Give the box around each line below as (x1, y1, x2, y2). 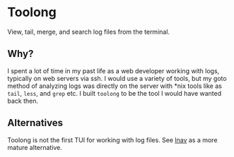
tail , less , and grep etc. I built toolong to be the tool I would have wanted (7, 89, 222, 97)
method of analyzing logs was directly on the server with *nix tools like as (7, 82, 223, 90)
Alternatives (7, 117, 64, 129)
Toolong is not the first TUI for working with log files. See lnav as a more (7, 135, 218, 144)
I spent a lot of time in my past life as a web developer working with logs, (7, 66, 220, 75)
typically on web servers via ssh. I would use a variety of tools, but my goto (7, 74, 228, 82)
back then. (7, 96, 39, 105)
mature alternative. (7, 143, 62, 151)
